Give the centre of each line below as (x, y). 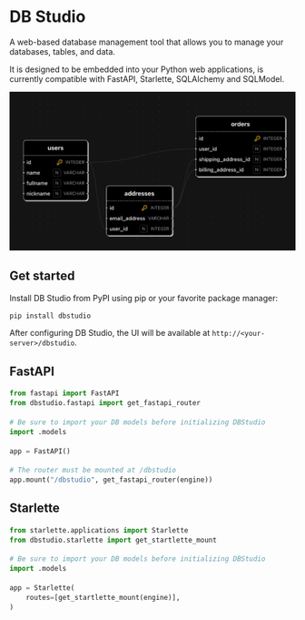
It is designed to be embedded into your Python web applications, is (137, 69)
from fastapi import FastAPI (64, 393)
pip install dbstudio (50, 316)
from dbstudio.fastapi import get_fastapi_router (105, 403)
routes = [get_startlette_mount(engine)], (103, 597)
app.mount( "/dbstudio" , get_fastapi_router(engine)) (111, 480)
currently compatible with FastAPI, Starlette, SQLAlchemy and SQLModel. (147, 78)
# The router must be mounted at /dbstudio (93, 471)
